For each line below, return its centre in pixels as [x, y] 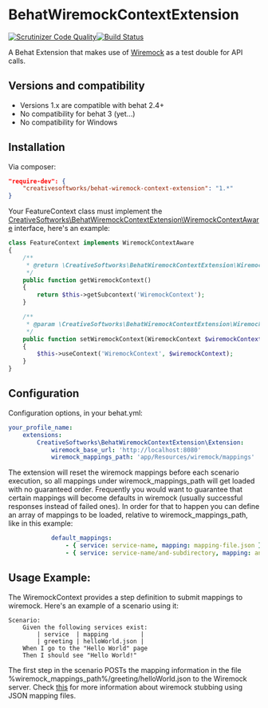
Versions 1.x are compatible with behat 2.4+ [92, 105]
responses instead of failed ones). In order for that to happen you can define [134, 507]
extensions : [42, 435]
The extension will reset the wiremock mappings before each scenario [124, 472]
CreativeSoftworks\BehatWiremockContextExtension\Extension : [141, 442]
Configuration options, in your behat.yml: [76, 412]
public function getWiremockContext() [87, 280]
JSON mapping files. [42, 695]
